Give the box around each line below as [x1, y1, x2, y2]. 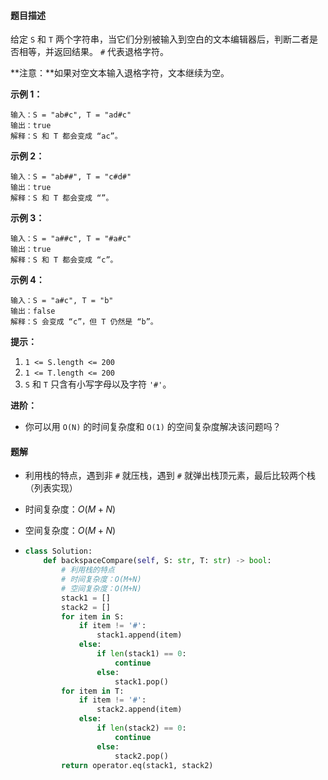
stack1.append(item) [96, 630, 183, 640]
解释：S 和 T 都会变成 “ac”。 [10, 131, 123, 142]
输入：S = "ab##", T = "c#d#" [10, 172, 132, 182]
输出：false [10, 306, 56, 317]
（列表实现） [24, 482, 78, 494]
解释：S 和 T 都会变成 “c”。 [10, 255, 118, 265]
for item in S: [61, 611, 125, 622]
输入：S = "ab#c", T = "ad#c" [10, 110, 132, 120]
